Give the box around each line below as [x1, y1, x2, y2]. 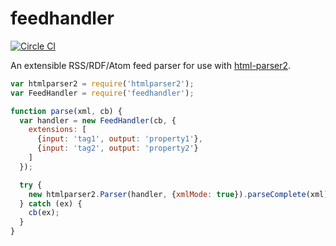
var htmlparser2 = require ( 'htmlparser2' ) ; [10, 78, 195, 89]
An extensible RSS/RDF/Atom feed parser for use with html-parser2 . [10, 59, 292, 71]
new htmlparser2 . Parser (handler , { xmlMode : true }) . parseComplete [28, 189, 307, 199]
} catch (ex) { [19, 198, 83, 209]
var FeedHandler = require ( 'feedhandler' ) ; [10, 88, 195, 98]
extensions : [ [28, 125, 87, 135]
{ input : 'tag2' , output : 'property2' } [36, 143, 199, 154]
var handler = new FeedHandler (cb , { [19, 115, 177, 126]
